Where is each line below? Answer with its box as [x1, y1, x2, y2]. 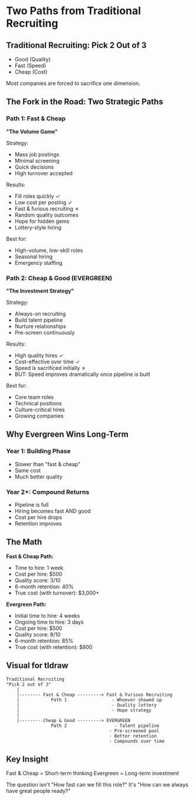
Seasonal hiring [14, 253, 53, 260]
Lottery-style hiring [14, 224, 62, 231]
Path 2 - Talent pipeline [51, 723, 160, 729]
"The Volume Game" [6, 128, 58, 135]
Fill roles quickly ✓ [14, 192, 61, 199]
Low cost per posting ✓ [14, 199, 73, 206]
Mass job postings [14, 150, 60, 158]
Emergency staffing [14, 259, 63, 266]
